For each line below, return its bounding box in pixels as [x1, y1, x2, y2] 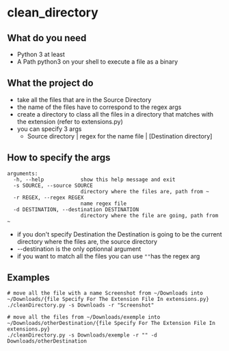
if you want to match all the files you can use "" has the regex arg [16, 252, 200, 260]
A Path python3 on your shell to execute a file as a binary [16, 58, 178, 66]
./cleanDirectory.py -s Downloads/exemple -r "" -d [7, 332, 157, 339]
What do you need [7, 32, 87, 44]
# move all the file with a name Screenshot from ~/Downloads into [7, 290, 204, 297]
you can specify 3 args [16, 125, 82, 133]
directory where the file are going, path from [80, 212, 219, 219]
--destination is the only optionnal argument [16, 245, 142, 253]
